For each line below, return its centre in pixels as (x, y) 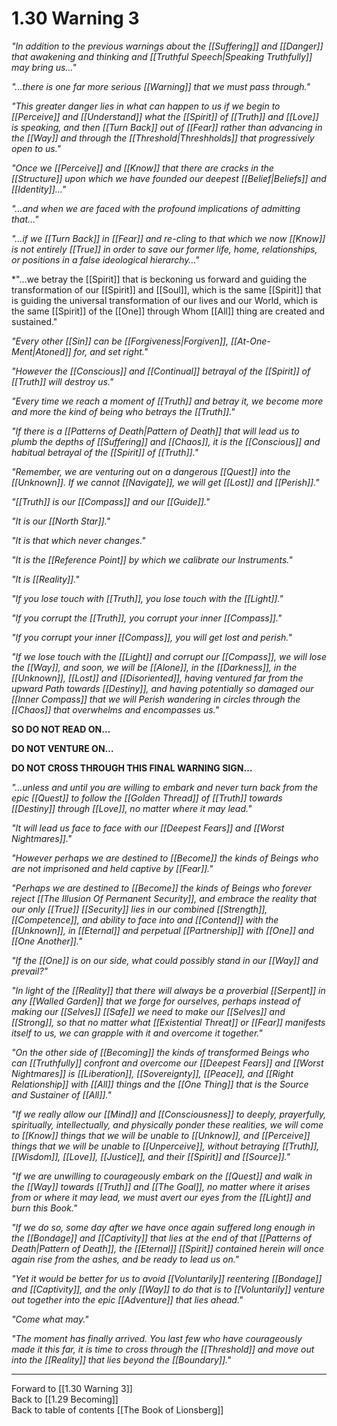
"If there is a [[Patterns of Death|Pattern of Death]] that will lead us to (155, 431)
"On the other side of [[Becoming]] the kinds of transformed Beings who (160, 1052)
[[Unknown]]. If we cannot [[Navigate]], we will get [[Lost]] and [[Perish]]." (165, 482)
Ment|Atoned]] (41, 351)
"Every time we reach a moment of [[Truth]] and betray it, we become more (167, 401)
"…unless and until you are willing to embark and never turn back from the (165, 787)
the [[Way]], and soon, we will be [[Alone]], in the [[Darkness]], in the (154, 667)
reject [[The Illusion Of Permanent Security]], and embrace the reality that (164, 898)
